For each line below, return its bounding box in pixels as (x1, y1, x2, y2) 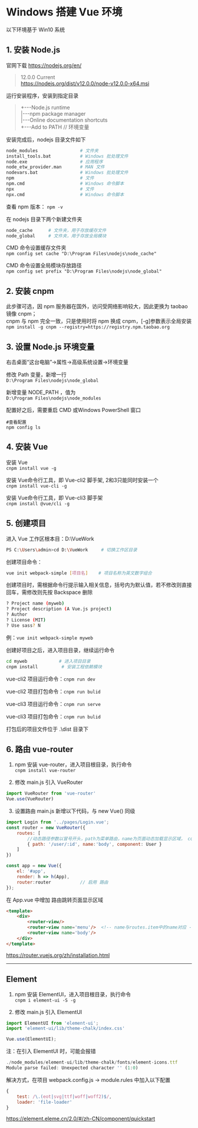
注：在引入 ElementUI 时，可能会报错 (6, 1048, 96, 1055)
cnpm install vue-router (14, 768, 76, 774)
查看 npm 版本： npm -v (6, 203, 63, 210)
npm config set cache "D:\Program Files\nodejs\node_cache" (6, 251, 157, 257)
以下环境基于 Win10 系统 (6, 26, 65, 33)
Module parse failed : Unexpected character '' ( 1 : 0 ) (6, 1065, 138, 1071)
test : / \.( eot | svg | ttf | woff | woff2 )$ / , (16, 1093, 112, 1100)
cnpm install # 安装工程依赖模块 (6, 663, 102, 670)
